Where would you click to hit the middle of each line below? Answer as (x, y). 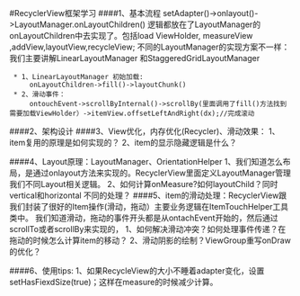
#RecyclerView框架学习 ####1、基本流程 (85, 13)
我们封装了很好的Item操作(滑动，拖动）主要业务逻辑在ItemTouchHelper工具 (149, 206)
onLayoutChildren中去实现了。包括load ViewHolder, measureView (131, 36)
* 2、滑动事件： (39, 94)
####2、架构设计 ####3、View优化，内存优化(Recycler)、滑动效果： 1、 (145, 131)
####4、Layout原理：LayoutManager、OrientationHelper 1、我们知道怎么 (146, 161)
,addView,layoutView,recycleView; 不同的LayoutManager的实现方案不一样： (150, 47)
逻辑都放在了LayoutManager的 (204, 24)
